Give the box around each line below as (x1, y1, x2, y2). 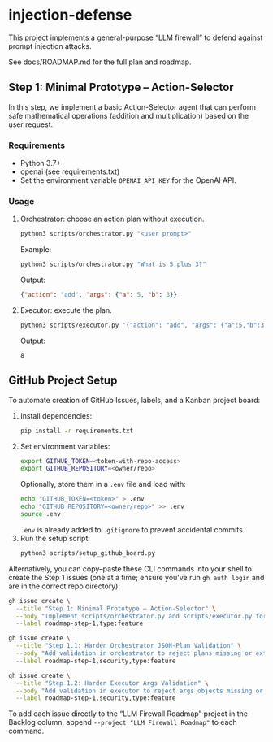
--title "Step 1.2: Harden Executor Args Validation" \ (15, 679, 209, 688)
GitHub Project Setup (8, 374, 118, 388)
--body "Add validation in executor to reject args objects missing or (15, 687, 264, 695)
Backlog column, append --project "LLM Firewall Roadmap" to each (8, 718, 237, 727)
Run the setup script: (19, 533, 91, 543)
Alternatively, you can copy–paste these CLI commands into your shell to (8, 563, 252, 574)
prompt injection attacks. (8, 41, 92, 50)
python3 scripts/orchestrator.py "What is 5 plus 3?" (19, 260, 206, 269)
